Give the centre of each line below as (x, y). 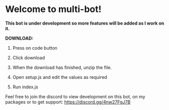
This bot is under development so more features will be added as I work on (85, 23)
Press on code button (35, 48)
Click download (29, 58)
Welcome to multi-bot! (53, 9)
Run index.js (25, 87)
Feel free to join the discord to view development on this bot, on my (75, 96)
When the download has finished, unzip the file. (62, 67)
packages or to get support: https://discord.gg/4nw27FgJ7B (68, 102)
